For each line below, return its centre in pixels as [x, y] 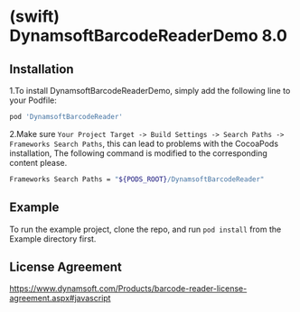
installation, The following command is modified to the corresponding [139, 153]
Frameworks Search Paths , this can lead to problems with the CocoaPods [144, 143]
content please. [38, 162]
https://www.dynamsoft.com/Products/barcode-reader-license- [128, 289]
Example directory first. [53, 239]
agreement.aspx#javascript [60, 298]
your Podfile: [33, 100]
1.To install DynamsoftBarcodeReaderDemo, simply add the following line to [150, 91]
